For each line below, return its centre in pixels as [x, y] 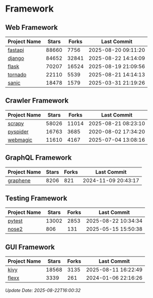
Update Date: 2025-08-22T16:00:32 [43, 290]
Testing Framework [36, 198]
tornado [17, 75]
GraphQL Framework [39, 158]
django [16, 58]
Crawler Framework [37, 101]
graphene [19, 181]
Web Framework [31, 27]
